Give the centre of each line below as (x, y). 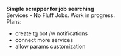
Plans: (14, 22)
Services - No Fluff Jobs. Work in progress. (61, 15)
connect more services (44, 40)
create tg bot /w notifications (51, 33)
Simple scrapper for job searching (50, 9)
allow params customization (50, 46)
